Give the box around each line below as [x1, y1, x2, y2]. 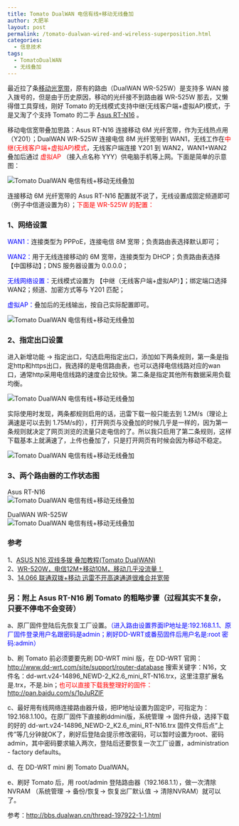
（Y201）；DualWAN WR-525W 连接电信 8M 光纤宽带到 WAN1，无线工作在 [7, 134, 225, 143]
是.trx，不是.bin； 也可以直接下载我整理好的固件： [7, 681, 153, 689]
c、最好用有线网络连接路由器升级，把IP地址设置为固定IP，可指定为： [7, 704, 210, 712]
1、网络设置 [7, 220, 48, 230]
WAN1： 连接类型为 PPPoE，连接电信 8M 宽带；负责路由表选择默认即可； [7, 237, 221, 245]
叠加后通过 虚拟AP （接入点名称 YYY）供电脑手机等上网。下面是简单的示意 [7, 152, 227, 161]
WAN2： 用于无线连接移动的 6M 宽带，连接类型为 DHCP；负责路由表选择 [7, 252, 221, 260]
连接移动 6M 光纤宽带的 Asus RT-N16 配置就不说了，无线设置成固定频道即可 [7, 191, 230, 200]
